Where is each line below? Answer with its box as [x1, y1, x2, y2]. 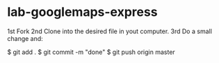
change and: [7, 34, 43, 42]
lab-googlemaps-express [7, 4, 158, 20]
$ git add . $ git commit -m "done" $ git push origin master [7, 48, 175, 56]
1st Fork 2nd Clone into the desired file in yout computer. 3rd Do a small [7, 27, 212, 35]
